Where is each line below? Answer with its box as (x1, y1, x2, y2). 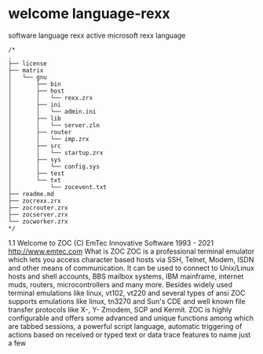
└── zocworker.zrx (8, 217, 68, 225)
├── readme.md (8, 190, 55, 198)
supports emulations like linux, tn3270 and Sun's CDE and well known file (8, 296, 246, 306)
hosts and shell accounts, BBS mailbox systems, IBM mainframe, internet (8, 272, 244, 281)
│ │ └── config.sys (8, 162, 100, 170)
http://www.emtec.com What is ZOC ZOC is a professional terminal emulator (8, 246, 255, 256)
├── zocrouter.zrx (8, 203, 68, 212)
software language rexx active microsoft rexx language (8, 31, 186, 40)
